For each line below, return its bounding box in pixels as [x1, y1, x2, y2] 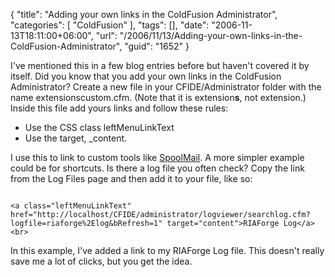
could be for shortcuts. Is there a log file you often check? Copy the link [10, 162, 305, 174]
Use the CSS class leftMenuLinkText [24, 122, 175, 133]
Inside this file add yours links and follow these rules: [10, 102, 229, 114]
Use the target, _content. [24, 132, 128, 144]
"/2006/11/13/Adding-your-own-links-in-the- [119, 30, 303, 41]
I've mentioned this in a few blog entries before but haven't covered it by [10, 60, 310, 71]
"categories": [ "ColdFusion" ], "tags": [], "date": [10, 19, 210, 31]
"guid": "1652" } [124, 40, 190, 52]
